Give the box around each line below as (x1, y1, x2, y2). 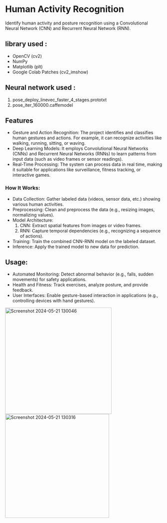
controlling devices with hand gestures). (12, 298, 95, 304)
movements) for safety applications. (12, 276, 87, 282)
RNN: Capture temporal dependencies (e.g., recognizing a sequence (19, 228, 161, 234)
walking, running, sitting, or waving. (12, 140, 86, 146)
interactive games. (12, 172, 51, 178)
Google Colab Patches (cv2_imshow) (12, 69, 89, 75)
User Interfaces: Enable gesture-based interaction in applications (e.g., (12, 292, 159, 298)
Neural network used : (5, 83, 76, 92)
